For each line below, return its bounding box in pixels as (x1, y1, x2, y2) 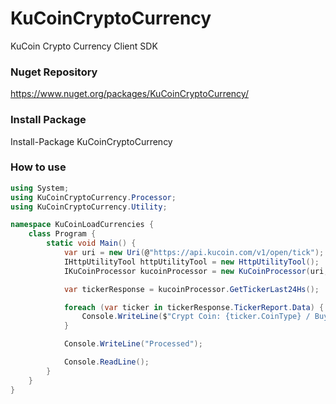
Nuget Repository (10, 65, 98, 79)
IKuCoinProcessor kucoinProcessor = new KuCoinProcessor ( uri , (63, 266, 329, 276)
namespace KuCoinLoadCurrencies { (10, 220, 155, 230)
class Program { (28, 229, 97, 239)
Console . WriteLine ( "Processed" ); (63, 339, 203, 349)
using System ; (10, 183, 70, 193)
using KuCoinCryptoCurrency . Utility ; (10, 202, 168, 212)
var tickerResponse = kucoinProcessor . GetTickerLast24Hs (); (63, 284, 320, 294)
